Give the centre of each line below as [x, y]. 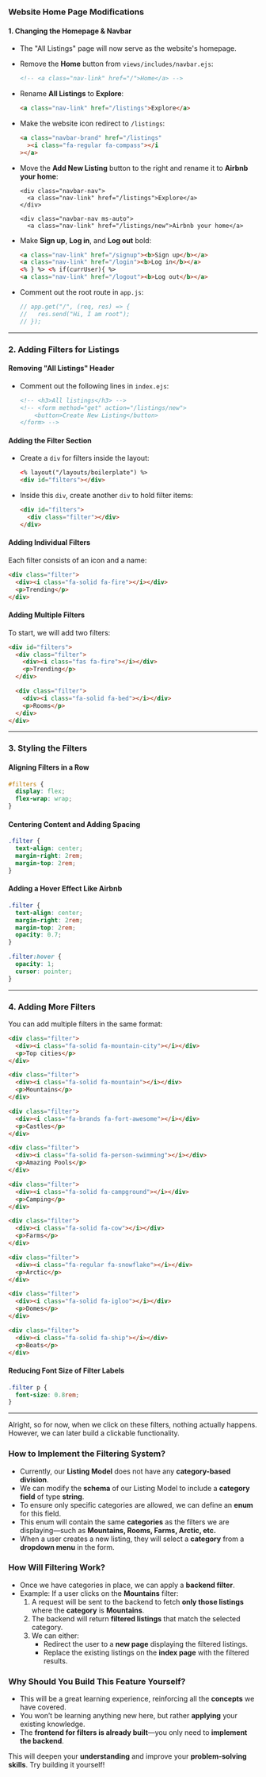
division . [34, 1479]
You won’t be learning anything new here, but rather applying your [128, 1716]
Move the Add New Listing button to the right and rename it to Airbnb [134, 168]
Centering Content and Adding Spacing [74, 824]
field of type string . [52, 1497]
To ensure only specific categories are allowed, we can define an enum [136, 1505]
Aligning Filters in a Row [49, 767]
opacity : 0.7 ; [38, 935]
